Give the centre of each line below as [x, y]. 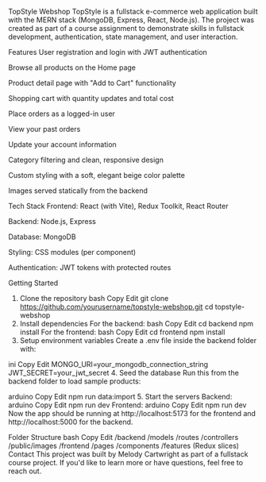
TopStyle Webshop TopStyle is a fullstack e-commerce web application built [133, 12]
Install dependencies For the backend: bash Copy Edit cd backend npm [137, 324]
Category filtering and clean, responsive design [86, 160]
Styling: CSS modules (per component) [72, 252]
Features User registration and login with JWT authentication [108, 52]
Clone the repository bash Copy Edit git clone [94, 298]
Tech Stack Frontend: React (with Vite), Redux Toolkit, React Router [118, 206]
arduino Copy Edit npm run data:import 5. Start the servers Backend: [120, 397]
